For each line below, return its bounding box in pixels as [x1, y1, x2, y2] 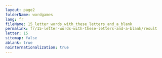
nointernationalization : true [5, 45, 69, 50]
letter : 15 [5, 31, 28, 36]
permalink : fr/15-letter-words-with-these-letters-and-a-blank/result [5, 26, 157, 31]
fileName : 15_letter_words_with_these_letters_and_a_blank [5, 21, 133, 27]
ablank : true [5, 40, 33, 45]
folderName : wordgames [5, 12, 53, 17]
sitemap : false [5, 36, 37, 41]
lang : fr [5, 17, 24, 22]
